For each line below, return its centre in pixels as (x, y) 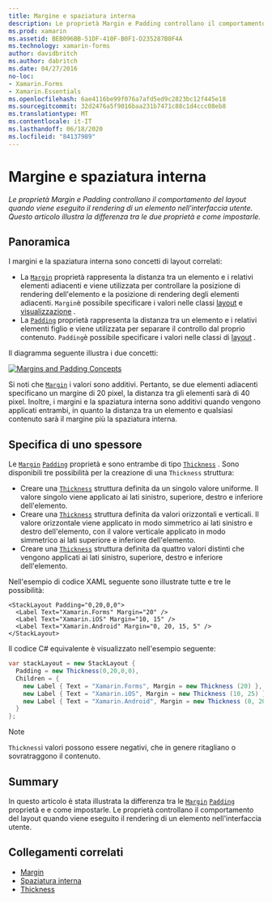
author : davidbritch (43, 54)
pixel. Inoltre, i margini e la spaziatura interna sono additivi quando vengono (135, 402)
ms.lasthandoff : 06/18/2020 (56, 129)
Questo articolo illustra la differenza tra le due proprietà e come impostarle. (135, 217)
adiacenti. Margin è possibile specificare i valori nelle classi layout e (131, 303)
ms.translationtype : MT (49, 114)
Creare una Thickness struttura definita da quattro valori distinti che (132, 549)
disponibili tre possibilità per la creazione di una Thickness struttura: (121, 473)
